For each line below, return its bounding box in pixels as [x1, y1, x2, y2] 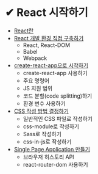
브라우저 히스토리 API [23, 153, 74, 161]
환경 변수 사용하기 [23, 100, 66, 107]
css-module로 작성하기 [23, 123, 80, 130]
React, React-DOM [23, 41, 71, 49]
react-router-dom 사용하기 [23, 161, 88, 168]
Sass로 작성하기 [23, 130, 61, 137]
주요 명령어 [23, 77, 49, 84]
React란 [13, 27, 34, 34]
